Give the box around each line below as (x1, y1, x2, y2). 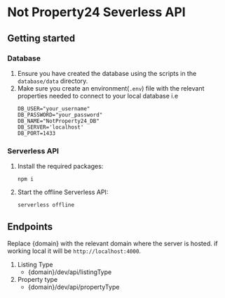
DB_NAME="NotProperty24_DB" (17, 117, 100, 124)
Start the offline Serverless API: (17, 188, 109, 197)
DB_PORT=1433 (17, 129, 56, 137)
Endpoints (7, 221, 53, 233)
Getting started (7, 32, 76, 44)
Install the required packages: (17, 162, 104, 171)
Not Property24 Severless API (7, 4, 186, 20)
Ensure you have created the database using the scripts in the (17, 69, 197, 77)
